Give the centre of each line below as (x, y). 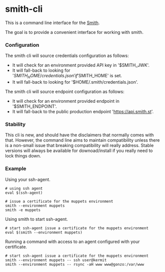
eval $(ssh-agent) (24, 193)
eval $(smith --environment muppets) (44, 232)
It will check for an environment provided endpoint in (66, 101)
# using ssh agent (24, 188)
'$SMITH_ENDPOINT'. (34, 106)
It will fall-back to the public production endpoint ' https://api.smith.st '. (83, 112)
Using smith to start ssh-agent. (36, 219)
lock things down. (23, 156)
